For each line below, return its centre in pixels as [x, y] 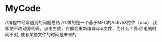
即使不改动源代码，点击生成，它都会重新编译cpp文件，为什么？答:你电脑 [79, 28]
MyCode [23, 8]
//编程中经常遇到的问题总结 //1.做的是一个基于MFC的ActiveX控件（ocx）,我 [81, 22]
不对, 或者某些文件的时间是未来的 [43, 34]
